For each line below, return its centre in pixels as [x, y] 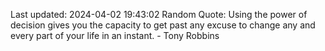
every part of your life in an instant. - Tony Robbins [115, 35]
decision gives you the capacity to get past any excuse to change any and [163, 25]
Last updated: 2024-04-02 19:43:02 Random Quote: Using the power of [159, 14]
